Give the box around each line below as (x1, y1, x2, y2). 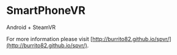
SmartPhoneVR (6, 4, 85, 18)
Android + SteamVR (6, 24, 56, 31)
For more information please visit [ (6, 35, 93, 42)
